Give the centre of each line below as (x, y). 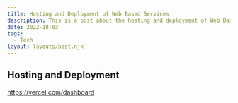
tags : (15, 34)
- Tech (23, 40)
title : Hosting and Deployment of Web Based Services (89, 14)
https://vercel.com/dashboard (51, 92)
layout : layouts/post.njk (45, 47)
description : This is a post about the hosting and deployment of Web (114, 20)
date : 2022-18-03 (33, 27)
